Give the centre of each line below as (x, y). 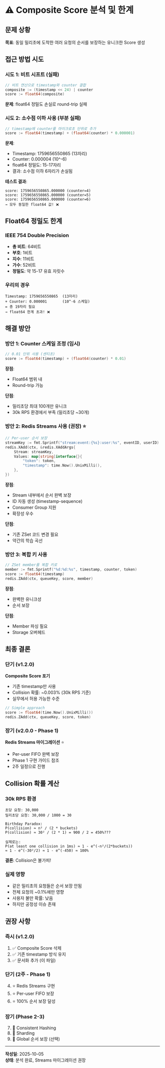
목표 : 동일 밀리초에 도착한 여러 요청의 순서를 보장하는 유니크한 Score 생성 (75, 42)
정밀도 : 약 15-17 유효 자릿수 (38, 271)
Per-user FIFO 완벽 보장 (36, 754)
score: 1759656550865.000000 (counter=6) (48, 199)
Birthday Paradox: (24, 824)
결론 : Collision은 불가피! (28, 860)
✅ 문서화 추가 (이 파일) (34, 960)
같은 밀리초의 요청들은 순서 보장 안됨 (47, 886)
